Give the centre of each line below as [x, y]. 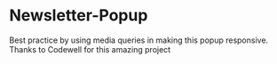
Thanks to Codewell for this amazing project [90, 49]
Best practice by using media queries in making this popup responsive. [139, 40]
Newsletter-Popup [79, 16]
